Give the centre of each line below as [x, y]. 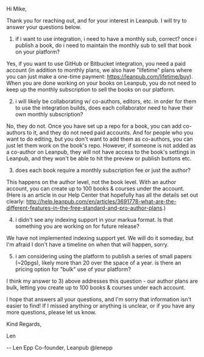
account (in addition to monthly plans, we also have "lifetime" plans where [99, 70]
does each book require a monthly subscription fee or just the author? [103, 170]
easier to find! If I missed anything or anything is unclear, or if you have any [100, 306]
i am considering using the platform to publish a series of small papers [103, 256]
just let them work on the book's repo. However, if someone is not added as [101, 145]
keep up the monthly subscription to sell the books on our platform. [91, 90]
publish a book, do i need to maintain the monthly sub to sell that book [103, 45]
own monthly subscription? [49, 114]
